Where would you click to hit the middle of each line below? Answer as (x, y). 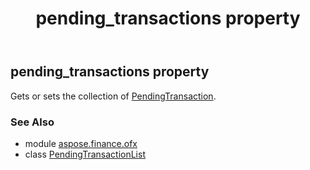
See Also (32, 122)
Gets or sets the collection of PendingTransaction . (113, 96)
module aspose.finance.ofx (81, 143)
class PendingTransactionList (85, 154)
